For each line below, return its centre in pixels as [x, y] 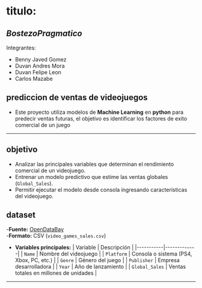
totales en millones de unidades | [56, 273]
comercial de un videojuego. [50, 171]
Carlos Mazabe [34, 79]
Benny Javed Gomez [41, 59]
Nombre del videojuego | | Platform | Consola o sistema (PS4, [116, 254]
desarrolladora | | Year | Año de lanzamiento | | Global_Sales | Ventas [100, 267]
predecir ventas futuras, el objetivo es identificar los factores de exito [101, 118]
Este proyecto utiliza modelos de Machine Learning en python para [99, 112]
